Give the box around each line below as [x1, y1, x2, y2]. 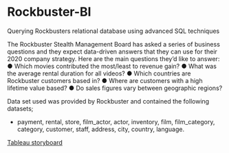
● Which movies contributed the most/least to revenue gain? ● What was [7, 62, 217, 70]
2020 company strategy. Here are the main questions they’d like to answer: [7, 54, 220, 62]
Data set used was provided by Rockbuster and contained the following [7, 97, 210, 105]
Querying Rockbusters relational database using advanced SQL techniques [7, 27, 220, 35]
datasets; [7, 104, 34, 113]
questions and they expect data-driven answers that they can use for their [7, 47, 218, 56]
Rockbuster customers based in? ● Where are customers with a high [7, 76, 203, 84]
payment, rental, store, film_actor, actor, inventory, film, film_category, [17, 117, 215, 126]
